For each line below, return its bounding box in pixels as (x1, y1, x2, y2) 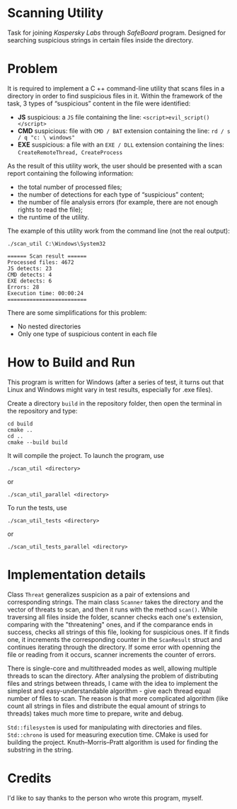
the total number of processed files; (17, 183, 122, 191)
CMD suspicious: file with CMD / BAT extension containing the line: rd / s (17, 126, 231, 135)
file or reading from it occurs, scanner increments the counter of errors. (7, 650, 216, 659)
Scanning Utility (7, 5, 104, 21)
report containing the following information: (7, 168, 134, 178)
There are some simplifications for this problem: (7, 308, 147, 316)
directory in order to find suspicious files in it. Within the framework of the (7, 91, 223, 100)
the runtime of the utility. (17, 212, 90, 221)
